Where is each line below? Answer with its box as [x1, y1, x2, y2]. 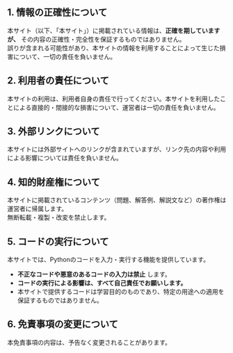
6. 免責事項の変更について [7, 318, 118, 330]
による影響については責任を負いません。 [7, 154, 123, 162]
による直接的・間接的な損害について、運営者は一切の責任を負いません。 [13, 103, 220, 111]
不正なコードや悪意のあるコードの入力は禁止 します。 [17, 270, 172, 279]
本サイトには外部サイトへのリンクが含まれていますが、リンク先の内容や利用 [7, 145, 227, 154]
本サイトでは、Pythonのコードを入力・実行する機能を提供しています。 [7, 256, 210, 264]
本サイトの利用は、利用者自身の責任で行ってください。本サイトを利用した [7, 95, 220, 103]
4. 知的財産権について [7, 176, 101, 188]
